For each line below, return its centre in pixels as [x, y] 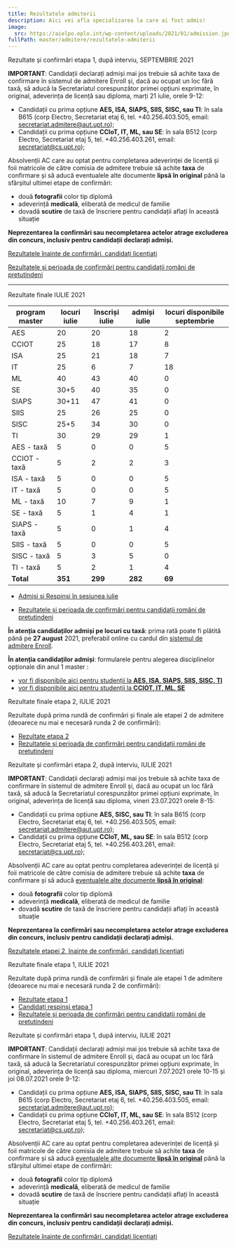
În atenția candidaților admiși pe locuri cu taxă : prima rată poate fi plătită [114, 631]
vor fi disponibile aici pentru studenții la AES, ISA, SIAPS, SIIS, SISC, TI [120, 681]
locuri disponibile [195, 312]
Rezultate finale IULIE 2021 [47, 295]
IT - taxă [26, 490]
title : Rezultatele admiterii [52, 14]
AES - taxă [29, 447]
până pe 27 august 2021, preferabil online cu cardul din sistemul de [105, 638]
